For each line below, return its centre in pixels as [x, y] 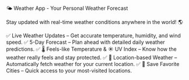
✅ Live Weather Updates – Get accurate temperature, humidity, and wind [93, 36]
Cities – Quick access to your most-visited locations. [69, 71]
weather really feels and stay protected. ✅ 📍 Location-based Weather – [92, 58]
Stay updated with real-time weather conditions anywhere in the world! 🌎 [95, 22]
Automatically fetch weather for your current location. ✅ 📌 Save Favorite [93, 64]
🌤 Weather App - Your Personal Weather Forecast [67, 8]
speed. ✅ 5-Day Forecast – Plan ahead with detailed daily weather [85, 42]
